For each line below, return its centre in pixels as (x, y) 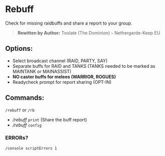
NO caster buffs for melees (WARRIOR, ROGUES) (64, 77)
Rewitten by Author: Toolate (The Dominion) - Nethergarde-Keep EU (89, 33)
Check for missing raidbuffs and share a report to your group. (69, 23)
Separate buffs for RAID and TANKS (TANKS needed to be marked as (84, 66)
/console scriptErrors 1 (31, 148)
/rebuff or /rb (20, 110)
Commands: (25, 98)
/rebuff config (27, 125)
